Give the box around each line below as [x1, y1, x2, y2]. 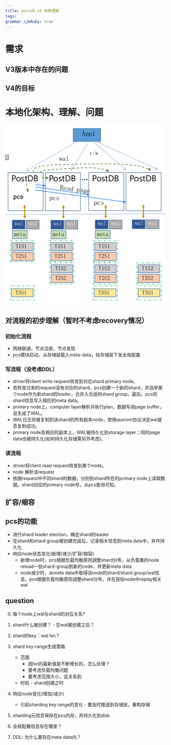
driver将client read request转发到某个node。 [12, 462, 107, 468]
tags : [5, 13, 17, 19]
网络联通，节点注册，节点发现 [12, 345, 75, 352]
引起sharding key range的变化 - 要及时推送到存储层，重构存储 [20, 701, 150, 707]
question [5, 596, 34, 605]
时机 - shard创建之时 [20, 680, 64, 686]
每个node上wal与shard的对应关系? [12, 611, 85, 617]
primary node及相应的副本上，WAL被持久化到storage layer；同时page [12, 429, 160, 436]
